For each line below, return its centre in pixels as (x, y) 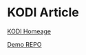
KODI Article (43, 13)
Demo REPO (24, 44)
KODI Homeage (29, 31)
